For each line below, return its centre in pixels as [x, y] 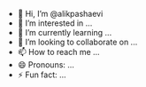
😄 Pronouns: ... [46, 65]
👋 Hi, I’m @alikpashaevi [60, 14]
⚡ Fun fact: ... [42, 75]
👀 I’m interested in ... [55, 23]
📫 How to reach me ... [58, 52]
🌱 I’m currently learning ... [65, 32]
